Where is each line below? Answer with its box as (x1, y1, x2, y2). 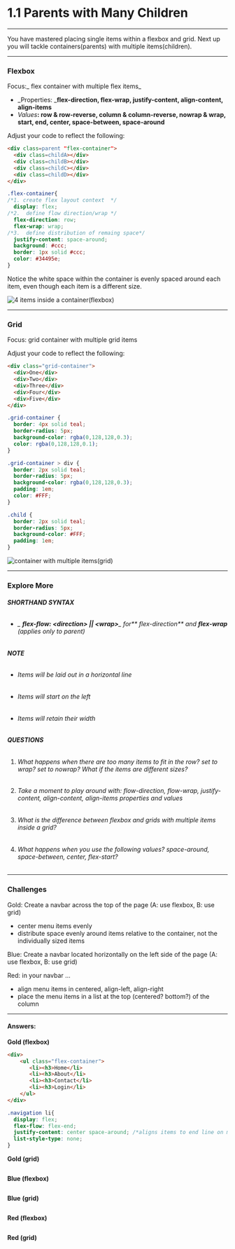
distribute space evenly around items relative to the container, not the (17, 929, 218, 937)
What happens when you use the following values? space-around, (17, 845, 210, 853)
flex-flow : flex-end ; (13, 1122, 77, 1129)
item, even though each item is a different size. (7, 282, 142, 290)
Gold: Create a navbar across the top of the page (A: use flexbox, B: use (7, 900, 215, 909)
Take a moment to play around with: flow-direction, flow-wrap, (17, 787, 199, 795)
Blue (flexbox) (7, 1175, 49, 1182)
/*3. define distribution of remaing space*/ (7, 229, 145, 236)
